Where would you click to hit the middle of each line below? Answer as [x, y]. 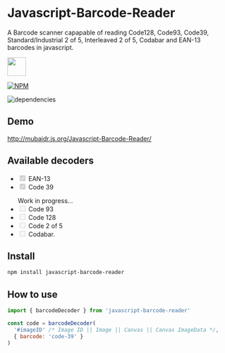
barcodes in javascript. [41, 47]
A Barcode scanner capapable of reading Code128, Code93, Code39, [108, 32]
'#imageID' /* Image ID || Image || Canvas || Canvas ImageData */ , [116, 330]
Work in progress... [45, 200]
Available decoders [50, 161]
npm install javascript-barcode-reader [66, 273]
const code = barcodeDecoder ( [52, 323]
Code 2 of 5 [45, 225]
